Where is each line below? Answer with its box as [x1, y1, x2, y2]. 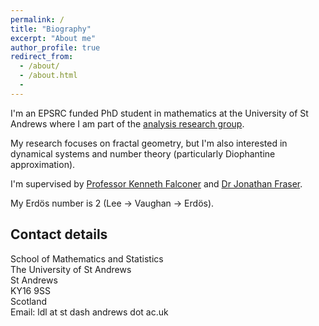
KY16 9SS [10, 284, 51, 296]
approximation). [10, 158, 76, 170]
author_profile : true [10, 42, 101, 53]
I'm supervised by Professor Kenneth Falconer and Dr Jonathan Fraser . [10, 177, 303, 190]
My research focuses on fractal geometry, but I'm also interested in [10, 137, 288, 149]
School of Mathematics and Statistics [10, 252, 164, 265]
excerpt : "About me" [10, 33, 97, 43]
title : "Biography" [10, 24, 92, 34]
